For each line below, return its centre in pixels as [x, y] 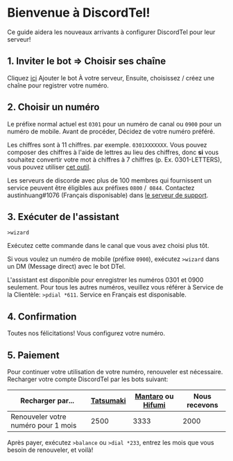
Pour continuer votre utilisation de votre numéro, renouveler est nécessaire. [115, 372]
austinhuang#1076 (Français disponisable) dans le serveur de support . [108, 195]
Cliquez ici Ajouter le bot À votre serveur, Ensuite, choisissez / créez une [111, 78]
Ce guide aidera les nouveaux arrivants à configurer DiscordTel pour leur [111, 32]
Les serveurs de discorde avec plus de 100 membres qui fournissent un [109, 180]
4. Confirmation [42, 316]
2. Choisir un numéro [53, 107]
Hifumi [154, 405]
